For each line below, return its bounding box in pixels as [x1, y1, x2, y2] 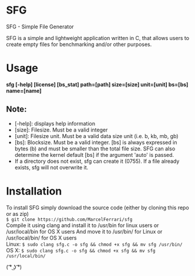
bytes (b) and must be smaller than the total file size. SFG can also [14, 145, 176, 152]
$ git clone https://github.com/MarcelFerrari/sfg [6, 216, 133, 222]
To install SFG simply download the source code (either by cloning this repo [6, 204, 189, 211]
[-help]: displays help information [14, 120, 96, 127]
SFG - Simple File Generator [6, 23, 75, 30]
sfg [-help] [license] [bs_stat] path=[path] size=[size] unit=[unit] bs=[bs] [6, 81, 189, 88]
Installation [6, 184, 62, 198]
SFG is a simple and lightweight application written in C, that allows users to [6, 34, 190, 41]
